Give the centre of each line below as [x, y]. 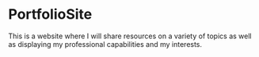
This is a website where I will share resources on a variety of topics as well [130, 36]
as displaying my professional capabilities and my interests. [105, 44]
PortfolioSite [50, 14]
